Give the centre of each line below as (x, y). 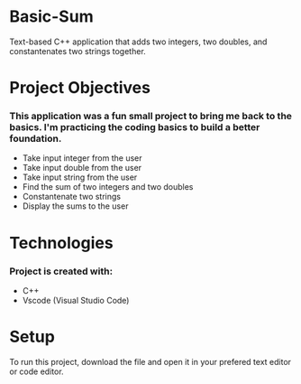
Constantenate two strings (72, 197)
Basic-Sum (51, 17)
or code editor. (37, 371)
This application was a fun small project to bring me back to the (151, 117)
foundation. (36, 139)
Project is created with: (61, 271)
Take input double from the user (82, 168)
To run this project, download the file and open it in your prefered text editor (150, 361)
